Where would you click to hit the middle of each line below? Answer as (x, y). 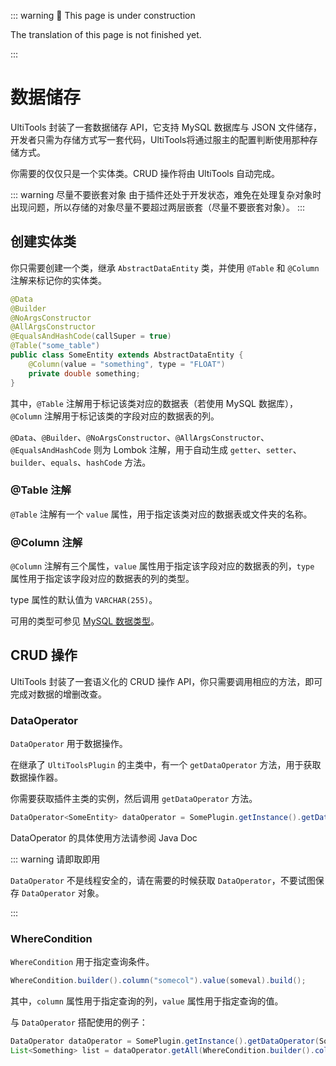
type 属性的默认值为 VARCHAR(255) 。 (84, 600)
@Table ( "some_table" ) (55, 346)
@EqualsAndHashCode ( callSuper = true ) (91, 336)
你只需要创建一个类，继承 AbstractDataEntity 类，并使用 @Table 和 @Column (165, 267)
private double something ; (84, 373)
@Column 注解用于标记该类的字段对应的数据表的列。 (115, 416)
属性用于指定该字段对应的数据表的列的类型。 (102, 579)
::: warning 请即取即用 (55, 859)
